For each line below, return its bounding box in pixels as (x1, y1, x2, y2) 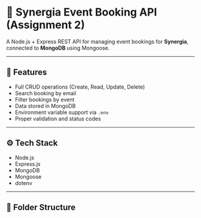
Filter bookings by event (14, 96, 75, 103)
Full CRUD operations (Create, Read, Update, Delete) (14, 83, 145, 90)
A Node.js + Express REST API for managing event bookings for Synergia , (6, 38, 189, 45)
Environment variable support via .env (14, 108, 109, 116)
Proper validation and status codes (14, 115, 101, 122)
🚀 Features (6, 67, 47, 77)
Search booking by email (14, 89, 77, 96)
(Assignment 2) (6, 18, 85, 32)
